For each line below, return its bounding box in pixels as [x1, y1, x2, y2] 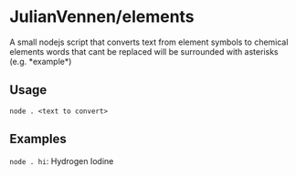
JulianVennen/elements [9, 6, 195, 27]
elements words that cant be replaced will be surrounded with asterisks [9, 46, 279, 57]
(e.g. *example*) [9, 56, 72, 67]
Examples [9, 131, 67, 147]
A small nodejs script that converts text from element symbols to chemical [9, 36, 289, 47]
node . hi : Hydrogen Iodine [9, 155, 114, 166]
